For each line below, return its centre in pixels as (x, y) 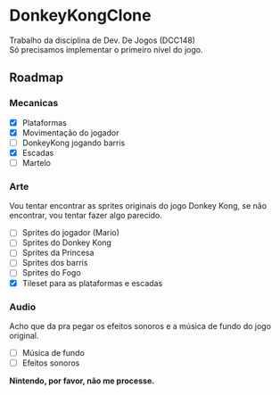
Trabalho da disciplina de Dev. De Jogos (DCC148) (103, 40)
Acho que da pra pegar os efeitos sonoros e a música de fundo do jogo (140, 325)
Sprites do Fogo (52, 273)
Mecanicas (34, 103)
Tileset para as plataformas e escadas (92, 283)
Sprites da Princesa (58, 253)
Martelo (37, 162)
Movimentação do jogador (70, 132)
